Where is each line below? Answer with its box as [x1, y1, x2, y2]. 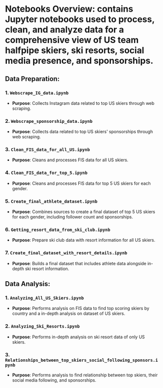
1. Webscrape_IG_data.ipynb [5, 89, 69, 96]
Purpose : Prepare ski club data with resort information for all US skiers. [12, 237, 156, 243]
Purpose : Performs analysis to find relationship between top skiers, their [12, 372, 158, 378]
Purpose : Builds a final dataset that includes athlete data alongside [12, 260, 147, 266]
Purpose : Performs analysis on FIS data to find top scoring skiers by [12, 306, 149, 311]
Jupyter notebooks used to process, [5, 14, 155, 25]
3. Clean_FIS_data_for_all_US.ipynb [5, 146, 90, 153]
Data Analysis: [5, 280, 51, 288]
